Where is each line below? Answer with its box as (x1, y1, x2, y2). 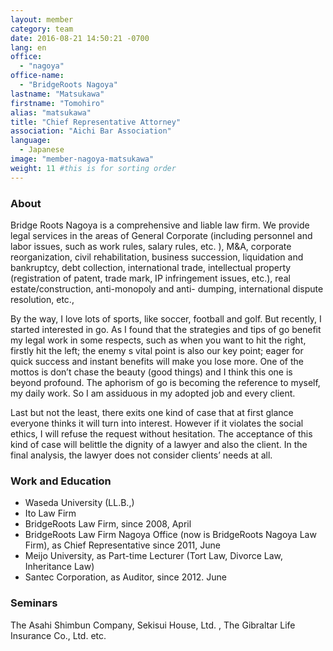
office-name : (10, 71, 65, 81)
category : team (10, 24, 74, 34)
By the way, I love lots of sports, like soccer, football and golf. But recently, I (10, 312, 322, 325)
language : (10, 136, 52, 146)
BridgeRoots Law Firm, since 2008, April (24, 518, 192, 530)
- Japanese (19, 145, 65, 155)
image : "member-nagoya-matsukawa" (10, 154, 155, 164)
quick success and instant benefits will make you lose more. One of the (10, 355, 304, 367)
